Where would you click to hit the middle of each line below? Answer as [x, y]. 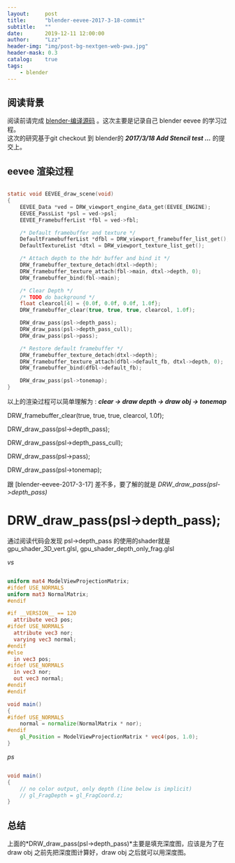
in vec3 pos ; [33, 659]
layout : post [33, 14]
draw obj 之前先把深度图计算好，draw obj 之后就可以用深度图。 [99, 852]
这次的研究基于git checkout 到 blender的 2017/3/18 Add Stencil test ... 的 [113, 138]
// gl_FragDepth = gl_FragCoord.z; [72, 795]
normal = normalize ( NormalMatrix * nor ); [81, 724]
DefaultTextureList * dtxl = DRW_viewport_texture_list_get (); [112, 246]
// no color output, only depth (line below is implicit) [106, 789]
